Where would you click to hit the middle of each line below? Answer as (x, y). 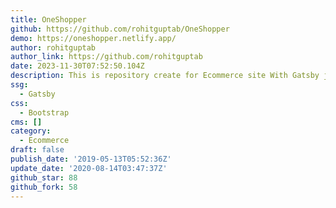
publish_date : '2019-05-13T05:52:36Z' (91, 159)
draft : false (37, 150)
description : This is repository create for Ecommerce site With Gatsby (165, 76)
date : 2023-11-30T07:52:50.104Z (77, 66)
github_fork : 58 (44, 187)
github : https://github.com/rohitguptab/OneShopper (120, 29)
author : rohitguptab (53, 47)
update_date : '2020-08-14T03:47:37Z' (89, 168)
